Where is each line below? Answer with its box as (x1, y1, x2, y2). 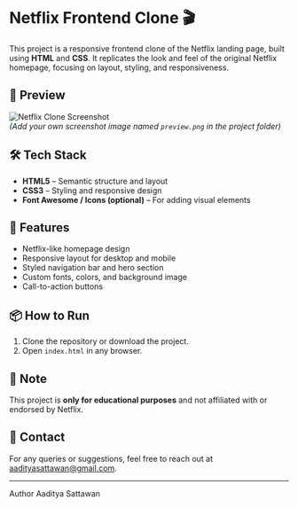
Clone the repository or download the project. (21, 336, 189, 347)
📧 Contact (9, 430, 66, 445)
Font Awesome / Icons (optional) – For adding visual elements (21, 194, 251, 205)
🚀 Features (9, 220, 70, 235)
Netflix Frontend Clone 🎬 (9, 8, 196, 28)
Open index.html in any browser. (21, 346, 143, 356)
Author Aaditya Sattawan (9, 488, 100, 498)
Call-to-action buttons (21, 281, 104, 292)
